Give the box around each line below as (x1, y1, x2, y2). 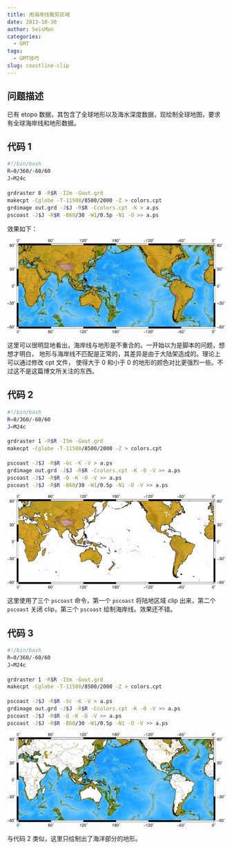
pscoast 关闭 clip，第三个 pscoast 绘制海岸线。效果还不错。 (7, 605, 177, 613)
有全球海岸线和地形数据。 (7, 118, 80, 127)
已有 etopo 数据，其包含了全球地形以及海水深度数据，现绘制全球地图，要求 (7, 110, 221, 118)
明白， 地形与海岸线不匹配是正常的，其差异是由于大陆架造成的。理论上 (19, 350, 221, 358)
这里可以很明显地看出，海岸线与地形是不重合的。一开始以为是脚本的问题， (7, 341, 219, 349)
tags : (7, 48, 23, 55)
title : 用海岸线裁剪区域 (7, 11, 70, 18)
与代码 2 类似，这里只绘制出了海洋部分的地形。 (7, 834, 142, 843)
